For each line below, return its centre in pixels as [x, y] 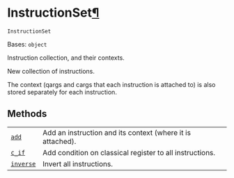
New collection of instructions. [51, 71]
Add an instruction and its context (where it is [117, 132]
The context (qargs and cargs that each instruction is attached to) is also [111, 84]
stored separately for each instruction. [62, 92]
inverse [23, 164]
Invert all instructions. [78, 163]
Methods [27, 114]
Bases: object [27, 44]
